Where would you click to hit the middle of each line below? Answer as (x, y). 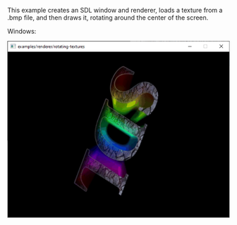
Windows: (22, 31)
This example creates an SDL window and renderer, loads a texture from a (115, 10)
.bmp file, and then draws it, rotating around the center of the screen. (108, 18)
